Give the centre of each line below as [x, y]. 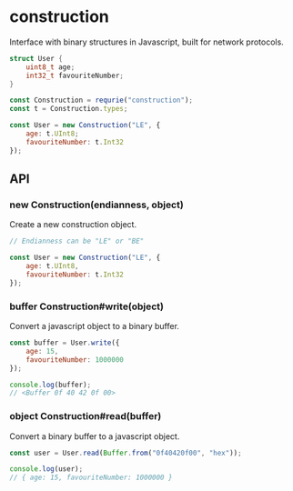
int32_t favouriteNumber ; [75, 75]
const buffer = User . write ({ [65, 343]
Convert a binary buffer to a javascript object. [95, 436]
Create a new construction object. [73, 225]
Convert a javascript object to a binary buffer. [95, 326]
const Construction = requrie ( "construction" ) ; [101, 100]
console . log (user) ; [46, 469]
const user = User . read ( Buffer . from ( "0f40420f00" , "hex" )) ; [126, 453]
